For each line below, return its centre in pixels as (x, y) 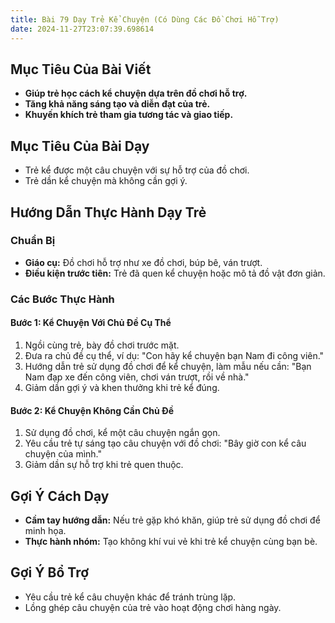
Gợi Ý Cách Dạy (60, 496)
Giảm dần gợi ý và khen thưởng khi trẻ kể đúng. (122, 387)
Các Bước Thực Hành (62, 299)
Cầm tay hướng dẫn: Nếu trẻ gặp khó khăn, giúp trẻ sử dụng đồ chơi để (172, 520)
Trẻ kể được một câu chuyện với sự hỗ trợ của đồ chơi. (137, 170)
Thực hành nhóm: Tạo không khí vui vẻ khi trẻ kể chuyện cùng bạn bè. (171, 541)
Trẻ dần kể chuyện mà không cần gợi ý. (106, 181)
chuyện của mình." (63, 454)
